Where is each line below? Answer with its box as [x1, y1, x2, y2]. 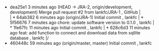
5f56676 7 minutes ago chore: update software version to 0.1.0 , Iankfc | [9, 19, 155, 25]
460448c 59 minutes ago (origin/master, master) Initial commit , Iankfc [9, 40, 152, 46]
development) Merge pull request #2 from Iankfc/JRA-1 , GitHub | [9, 9, 141, 15]
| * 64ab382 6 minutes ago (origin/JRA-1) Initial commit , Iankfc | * [9, 15, 144, 20]
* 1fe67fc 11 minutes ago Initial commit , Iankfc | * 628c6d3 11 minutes [9, 25, 150, 31]
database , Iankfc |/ [9, 35, 49, 41]
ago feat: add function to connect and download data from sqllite [9, 30, 140, 35]
